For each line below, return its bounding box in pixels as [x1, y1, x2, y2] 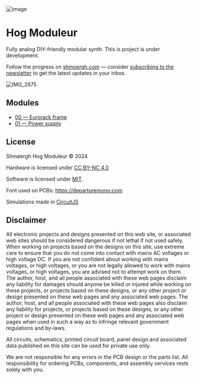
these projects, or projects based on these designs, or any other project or [6, 287, 186, 294]
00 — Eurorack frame [14, 114, 67, 121]
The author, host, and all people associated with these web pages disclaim [6, 274, 187, 282]
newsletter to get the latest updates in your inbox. [6, 69, 126, 77]
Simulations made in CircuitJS [6, 198, 79, 205]
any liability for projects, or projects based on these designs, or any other [6, 306, 183, 313]
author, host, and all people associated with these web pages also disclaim [6, 300, 188, 307]
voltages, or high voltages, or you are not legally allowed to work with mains [6, 262, 191, 269]
